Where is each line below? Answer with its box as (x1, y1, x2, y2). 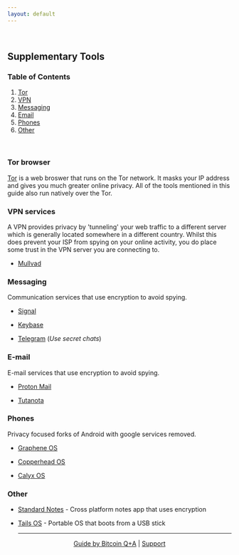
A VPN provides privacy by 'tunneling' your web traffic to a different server (7, 222, 227, 231)
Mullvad (17, 259, 41, 268)
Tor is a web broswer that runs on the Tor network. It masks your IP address (7, 174, 230, 182)
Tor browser (7, 157, 51, 167)
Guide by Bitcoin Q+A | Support (73, 539, 166, 548)
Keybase (17, 321, 44, 329)
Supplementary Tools (7, 51, 105, 63)
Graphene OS (17, 443, 58, 452)
